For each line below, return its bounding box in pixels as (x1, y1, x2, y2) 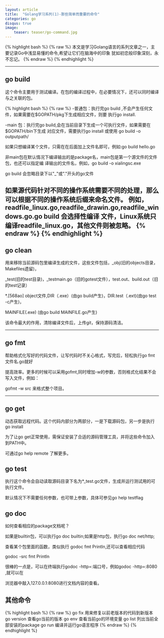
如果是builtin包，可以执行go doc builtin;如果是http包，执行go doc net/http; (5, 533, 155, 539)
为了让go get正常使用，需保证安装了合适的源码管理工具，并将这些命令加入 (5, 434, 155, 440)
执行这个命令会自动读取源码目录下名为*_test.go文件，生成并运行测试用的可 (5, 478, 156, 484)
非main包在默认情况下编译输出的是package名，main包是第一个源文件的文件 (5, 154, 158, 160)
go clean (5, 246, 32, 255)
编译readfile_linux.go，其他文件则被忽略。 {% (5, 221, 146, 230)
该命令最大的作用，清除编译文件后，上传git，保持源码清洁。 (5, 320, 126, 326)
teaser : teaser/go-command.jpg (14, 30, 78, 35)
